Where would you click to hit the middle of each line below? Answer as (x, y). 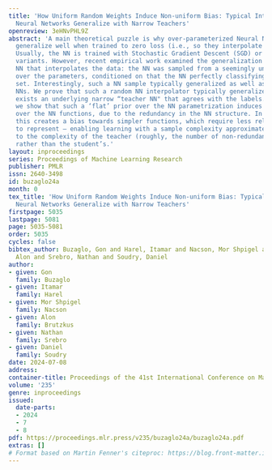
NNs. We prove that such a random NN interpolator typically (121, 91)
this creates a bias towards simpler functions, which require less (134, 122)
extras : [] (27, 445)
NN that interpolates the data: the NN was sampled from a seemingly (135, 69)
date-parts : (36, 408)
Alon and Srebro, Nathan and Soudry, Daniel (92, 257)
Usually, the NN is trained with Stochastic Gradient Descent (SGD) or (139, 53)
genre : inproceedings (45, 393)
